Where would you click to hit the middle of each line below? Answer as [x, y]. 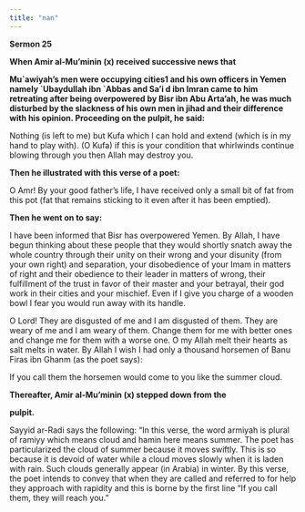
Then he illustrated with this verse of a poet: [95, 172]
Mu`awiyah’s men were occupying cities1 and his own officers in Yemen [148, 79]
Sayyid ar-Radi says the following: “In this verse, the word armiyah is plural [149, 430]
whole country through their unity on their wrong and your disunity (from [146, 254]
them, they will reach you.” [59, 497]
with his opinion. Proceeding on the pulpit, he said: [107, 118]
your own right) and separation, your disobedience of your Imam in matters [150, 264]
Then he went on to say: [56, 217]
